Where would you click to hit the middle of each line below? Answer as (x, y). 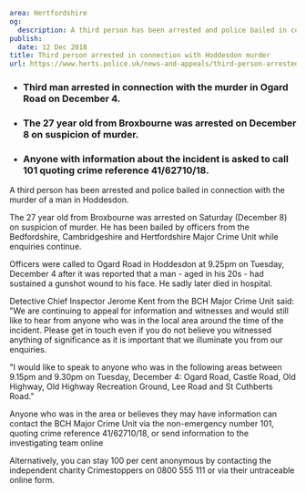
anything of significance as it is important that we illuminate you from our (147, 340)
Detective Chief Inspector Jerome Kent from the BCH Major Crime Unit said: (152, 302)
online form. (32, 480)
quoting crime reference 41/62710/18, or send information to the (129, 434)
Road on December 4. (71, 98)
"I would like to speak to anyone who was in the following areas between (146, 367)
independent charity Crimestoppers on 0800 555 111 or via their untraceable (152, 470)
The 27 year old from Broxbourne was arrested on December (159, 123)
